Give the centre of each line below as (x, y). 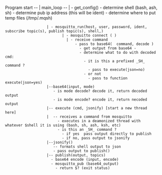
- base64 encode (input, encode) (85, 159)
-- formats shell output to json (87, 147)
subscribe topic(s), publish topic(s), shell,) (54, 31)
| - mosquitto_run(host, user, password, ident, (97, 27)
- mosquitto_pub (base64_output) (85, 164)
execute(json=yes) (24, 83)
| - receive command (87, 40)
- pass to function (108, 78)
